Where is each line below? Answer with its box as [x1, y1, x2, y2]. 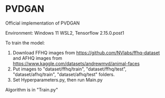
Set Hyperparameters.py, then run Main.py [12, 77, 103, 83]
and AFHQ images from [12, 55, 62, 61]
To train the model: [5, 39, 45, 46]
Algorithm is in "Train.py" [5, 86, 58, 92]
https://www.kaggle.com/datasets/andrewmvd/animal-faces [12, 60, 140, 66]
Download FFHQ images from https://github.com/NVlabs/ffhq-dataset [12, 50, 160, 56]
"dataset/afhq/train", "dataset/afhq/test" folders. [12, 71, 115, 77]
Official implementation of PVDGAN [5, 20, 80, 26]
